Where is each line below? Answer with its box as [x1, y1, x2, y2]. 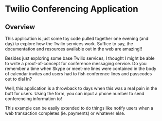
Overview [5, 23, 36, 31]
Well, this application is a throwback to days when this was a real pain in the [5, 86, 157, 91]
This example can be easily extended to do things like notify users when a [5, 105, 154, 111]
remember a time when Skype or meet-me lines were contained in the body [5, 66, 157, 71]
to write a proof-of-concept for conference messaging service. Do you [5, 61, 147, 66]
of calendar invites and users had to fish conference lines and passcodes [5, 71, 152, 76]
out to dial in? [5, 76, 32, 82]
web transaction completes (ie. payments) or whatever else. [5, 110, 126, 116]
